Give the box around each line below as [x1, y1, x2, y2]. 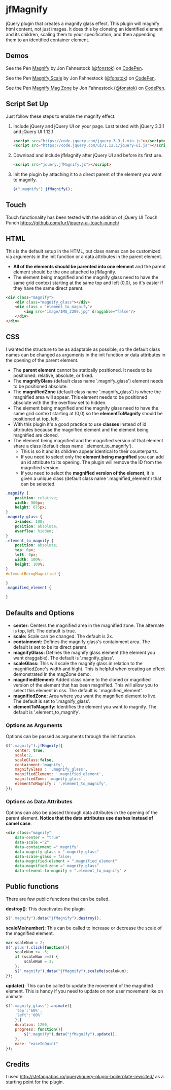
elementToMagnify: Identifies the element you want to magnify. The [13, 703, 157, 709]
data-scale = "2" [15, 840, 50, 845]
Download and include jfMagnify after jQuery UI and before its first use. [13, 152, 163, 159]
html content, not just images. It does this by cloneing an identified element [6, 26, 163, 32]
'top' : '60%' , [15, 1008, 43, 1013]
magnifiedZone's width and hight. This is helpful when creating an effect [13, 666, 165, 672]
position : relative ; [15, 495, 58, 500]
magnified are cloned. [13, 432, 59, 438]
